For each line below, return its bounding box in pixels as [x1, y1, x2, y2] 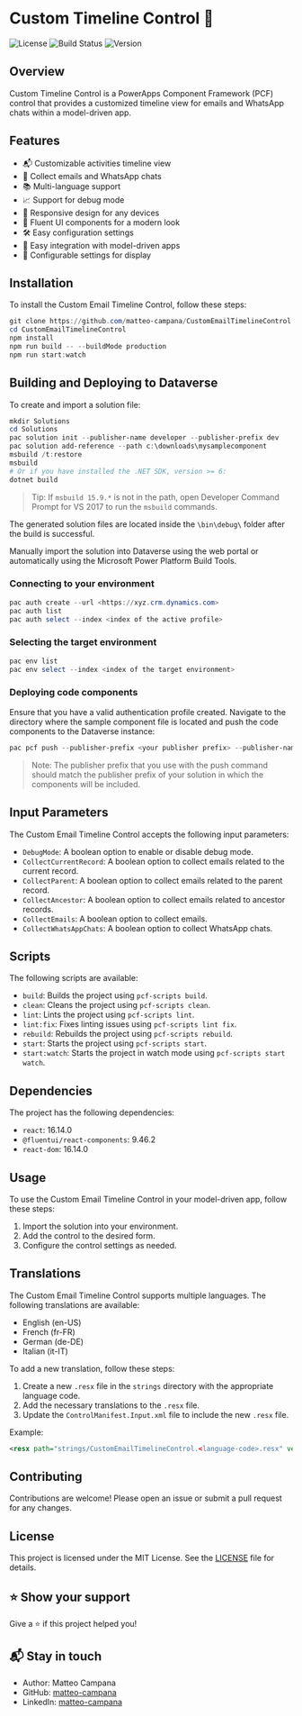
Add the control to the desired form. [22, 1230, 155, 1241]
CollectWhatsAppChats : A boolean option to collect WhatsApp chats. [22, 922, 273, 933]
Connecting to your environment [9, 577, 155, 590]
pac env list [9, 657, 58, 666]
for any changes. [9, 1503, 72, 1513]
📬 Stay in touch [9, 1648, 102, 1665]
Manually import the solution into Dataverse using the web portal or [9, 545, 259, 557]
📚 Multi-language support [22, 180, 121, 192]
